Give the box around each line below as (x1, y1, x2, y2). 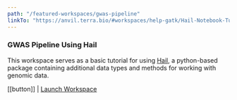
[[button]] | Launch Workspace (7, 85, 97, 93)
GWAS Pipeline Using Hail (7, 40, 97, 50)
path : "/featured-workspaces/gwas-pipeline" (7, 10, 140, 18)
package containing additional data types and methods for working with (7, 63, 217, 72)
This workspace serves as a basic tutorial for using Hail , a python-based (7, 56, 219, 64)
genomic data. (7, 71, 49, 80)
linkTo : (7, 17, 30, 24)
